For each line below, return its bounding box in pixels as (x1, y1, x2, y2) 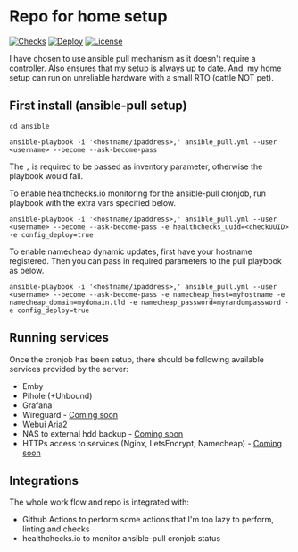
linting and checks (21, 523, 90, 534)
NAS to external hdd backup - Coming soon (21, 428, 184, 439)
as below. (9, 265, 45, 276)
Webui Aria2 (21, 419, 69, 429)
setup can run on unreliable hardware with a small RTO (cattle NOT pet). (9, 72, 274, 82)
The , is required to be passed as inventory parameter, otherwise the (9, 161, 263, 172)
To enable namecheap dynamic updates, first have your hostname (9, 246, 252, 257)
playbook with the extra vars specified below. (9, 197, 177, 208)
